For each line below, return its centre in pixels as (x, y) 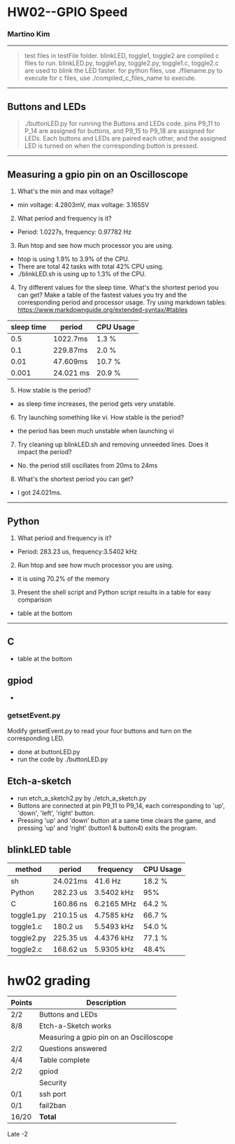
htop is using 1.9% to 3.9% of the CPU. (73, 259)
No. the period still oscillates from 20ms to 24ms (87, 465)
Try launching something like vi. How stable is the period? (100, 418)
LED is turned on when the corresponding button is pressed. (111, 146)
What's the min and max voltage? (65, 191)
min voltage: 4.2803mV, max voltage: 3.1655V (83, 205)
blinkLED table (40, 850)
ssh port (53, 1094)
